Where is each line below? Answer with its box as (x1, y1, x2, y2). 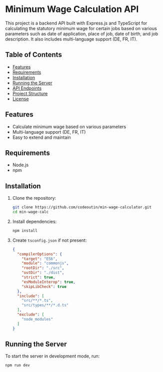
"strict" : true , (21, 275, 55, 280)
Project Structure (12, 90, 48, 96)
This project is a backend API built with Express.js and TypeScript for (5, 20, 147, 26)
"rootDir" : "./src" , (21, 265, 64, 271)
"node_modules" (21, 316, 53, 321)
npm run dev (5, 363, 30, 368)
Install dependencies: (12, 218, 57, 224)
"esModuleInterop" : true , (21, 279, 76, 284)
